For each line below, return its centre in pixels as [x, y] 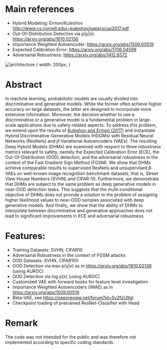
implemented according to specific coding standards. [60, 342]
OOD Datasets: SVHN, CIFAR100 [45, 260]
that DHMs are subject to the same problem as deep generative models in [81, 184]
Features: [25, 236]
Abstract [24, 85]
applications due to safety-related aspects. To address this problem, [87, 125]
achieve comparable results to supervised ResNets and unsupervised [76, 168]
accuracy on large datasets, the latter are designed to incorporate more [78, 109]
